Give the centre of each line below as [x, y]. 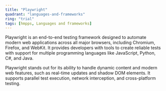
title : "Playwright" [27, 10]
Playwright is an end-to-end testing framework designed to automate [76, 37]
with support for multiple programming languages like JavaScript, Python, [81, 53]
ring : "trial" [20, 19]
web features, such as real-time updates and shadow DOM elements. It [78, 73]
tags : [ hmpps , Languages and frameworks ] [49, 23]
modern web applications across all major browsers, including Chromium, [80, 43]
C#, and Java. [19, 58]
